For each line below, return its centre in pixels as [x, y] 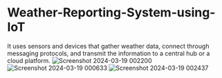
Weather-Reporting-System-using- [111, 13]
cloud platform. [29, 60]
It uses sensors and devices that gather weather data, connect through [108, 46]
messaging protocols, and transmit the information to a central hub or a [109, 53]
